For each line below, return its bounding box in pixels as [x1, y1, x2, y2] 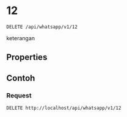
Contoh [6, 73, 35, 83]
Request [6, 91, 32, 99]
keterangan [6, 34, 35, 41]
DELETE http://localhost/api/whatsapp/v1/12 [6, 105, 122, 112]
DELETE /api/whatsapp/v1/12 [6, 24, 78, 30]
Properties [6, 52, 48, 63]
